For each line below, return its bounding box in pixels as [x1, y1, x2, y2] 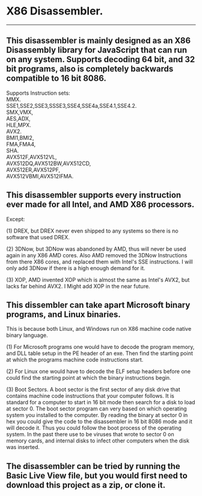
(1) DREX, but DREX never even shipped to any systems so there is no [6, 227, 179, 234]
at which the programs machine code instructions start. [6, 356, 144, 363]
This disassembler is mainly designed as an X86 [6, 36, 191, 46]
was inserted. [6, 444, 40, 451]
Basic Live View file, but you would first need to [6, 470, 188, 480]
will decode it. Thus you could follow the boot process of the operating [6, 424, 182, 432]
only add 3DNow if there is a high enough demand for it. [6, 264, 145, 272]
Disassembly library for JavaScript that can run [6, 45, 188, 55]
